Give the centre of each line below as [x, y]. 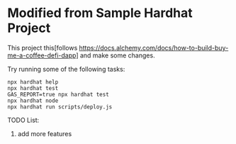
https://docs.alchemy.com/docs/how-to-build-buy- [154, 48]
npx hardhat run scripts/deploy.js [60, 107]
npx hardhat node [33, 101]
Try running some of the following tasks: [66, 69]
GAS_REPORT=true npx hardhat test [58, 94]
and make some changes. [117, 55]
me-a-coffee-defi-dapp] [43, 55]
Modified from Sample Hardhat [100, 13]
